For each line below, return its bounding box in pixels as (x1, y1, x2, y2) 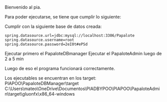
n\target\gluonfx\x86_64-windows (4, 91, 75, 97)
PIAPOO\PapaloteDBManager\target (4, 81, 79, 86)
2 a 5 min (4, 56, 24, 62)
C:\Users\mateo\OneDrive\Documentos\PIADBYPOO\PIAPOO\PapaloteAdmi (4, 86, 160, 92)
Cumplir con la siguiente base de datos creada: (4, 23, 102, 29)
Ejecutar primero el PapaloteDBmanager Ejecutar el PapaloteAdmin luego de (4, 51, 162, 56)
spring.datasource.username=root (4, 37, 74, 42)
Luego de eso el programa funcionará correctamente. (4, 66, 115, 71)
